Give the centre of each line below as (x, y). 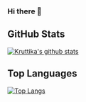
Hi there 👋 (25, 11)
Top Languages (42, 74)
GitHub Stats (36, 34)
